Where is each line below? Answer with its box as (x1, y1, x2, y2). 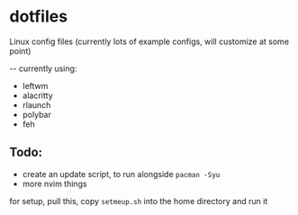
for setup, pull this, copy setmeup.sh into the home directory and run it (9, 195, 268, 206)
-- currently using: (9, 63, 77, 74)
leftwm (22, 80, 49, 91)
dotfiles (9, 6, 68, 27)
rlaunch (22, 99, 51, 110)
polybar (22, 109, 51, 120)
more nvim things (22, 178, 87, 189)
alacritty (22, 90, 54, 101)
